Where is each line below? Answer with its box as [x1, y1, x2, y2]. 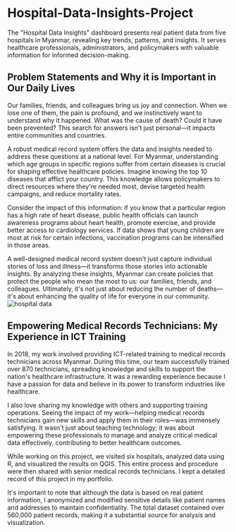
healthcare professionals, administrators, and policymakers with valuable [7, 43, 219, 52]
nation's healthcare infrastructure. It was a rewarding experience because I [7, 372, 225, 380]
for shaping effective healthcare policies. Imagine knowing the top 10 [7, 167, 208, 176]
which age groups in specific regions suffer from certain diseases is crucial [7, 159, 226, 168]
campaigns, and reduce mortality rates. [7, 189, 122, 198]
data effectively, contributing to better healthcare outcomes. [7, 438, 182, 447]
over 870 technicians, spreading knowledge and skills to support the [7, 365, 206, 373]
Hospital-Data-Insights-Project [7, 5, 194, 21]
